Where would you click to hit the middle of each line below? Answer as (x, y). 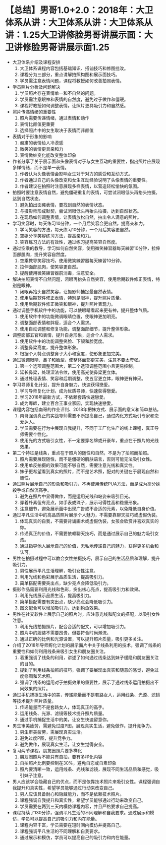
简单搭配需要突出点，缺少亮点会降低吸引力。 (65, 583)
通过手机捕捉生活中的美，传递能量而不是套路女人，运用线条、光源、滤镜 (86, 695)
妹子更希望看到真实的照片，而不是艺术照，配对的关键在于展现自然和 (89, 471)
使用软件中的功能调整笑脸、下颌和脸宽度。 (63, 341)
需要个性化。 (37, 434)
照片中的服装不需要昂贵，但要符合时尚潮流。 (65, 633)
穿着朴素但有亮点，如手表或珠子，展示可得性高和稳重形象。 (81, 502)
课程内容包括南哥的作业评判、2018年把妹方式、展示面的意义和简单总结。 (87, 409)
